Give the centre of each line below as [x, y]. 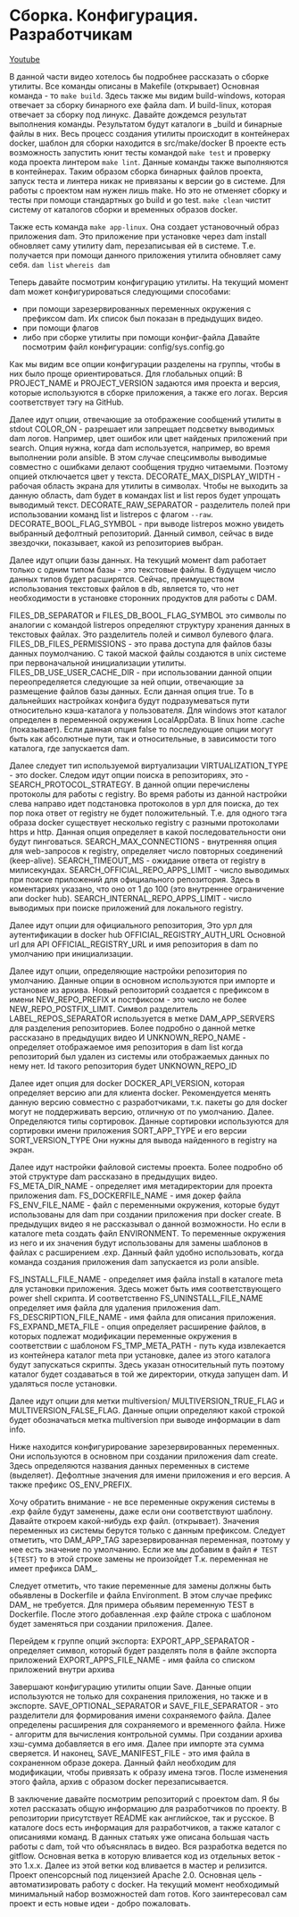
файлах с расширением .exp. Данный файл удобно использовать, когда [146, 1252]
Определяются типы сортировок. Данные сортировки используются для [149, 1121]
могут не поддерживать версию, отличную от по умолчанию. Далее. [142, 1111]
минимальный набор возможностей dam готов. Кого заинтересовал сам [148, 1894]
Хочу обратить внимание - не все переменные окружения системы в [142, 1502]
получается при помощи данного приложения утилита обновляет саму [145, 255]
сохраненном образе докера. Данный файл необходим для [123, 1762]
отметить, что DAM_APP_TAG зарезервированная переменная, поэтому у [150, 1540]
